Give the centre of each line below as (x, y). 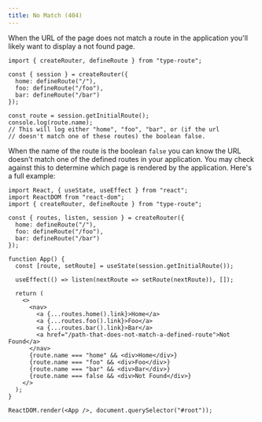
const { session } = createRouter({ (68, 74)
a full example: (32, 176)
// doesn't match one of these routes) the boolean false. (107, 136)
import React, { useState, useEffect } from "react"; (98, 190)
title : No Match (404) (45, 15)
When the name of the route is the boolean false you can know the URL (125, 151)
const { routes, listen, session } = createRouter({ (96, 218)
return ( (30, 293)
